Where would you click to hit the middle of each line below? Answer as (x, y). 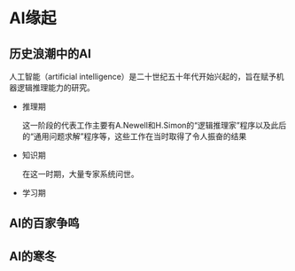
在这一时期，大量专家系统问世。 (80, 174)
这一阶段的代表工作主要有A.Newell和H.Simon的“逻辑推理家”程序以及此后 (154, 125)
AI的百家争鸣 (44, 224)
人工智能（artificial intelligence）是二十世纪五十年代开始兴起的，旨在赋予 (143, 77)
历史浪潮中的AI (50, 54)
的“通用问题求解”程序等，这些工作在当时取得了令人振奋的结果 (134, 136)
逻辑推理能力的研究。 (55, 88)
